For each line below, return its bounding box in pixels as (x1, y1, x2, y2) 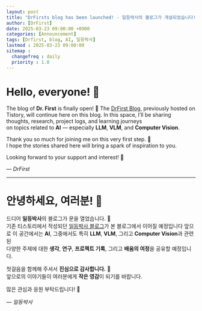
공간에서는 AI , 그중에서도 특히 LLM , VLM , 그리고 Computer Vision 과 (19, 230, 183, 238)
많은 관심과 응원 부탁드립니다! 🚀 (6, 286, 81, 293)
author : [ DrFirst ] (6, 20, 52, 26)
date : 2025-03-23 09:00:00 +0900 (6, 25, 90, 32)
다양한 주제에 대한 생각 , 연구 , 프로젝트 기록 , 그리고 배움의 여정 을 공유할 (6, 245, 171, 253)
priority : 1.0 (11, 59, 50, 65)
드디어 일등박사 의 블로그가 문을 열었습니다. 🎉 (6, 215, 111, 223)
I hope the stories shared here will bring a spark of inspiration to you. (6, 142, 177, 149)
